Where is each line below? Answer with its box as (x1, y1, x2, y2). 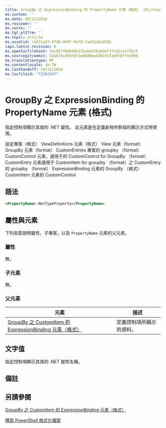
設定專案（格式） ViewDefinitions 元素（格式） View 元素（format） (5, 141, 143, 146)
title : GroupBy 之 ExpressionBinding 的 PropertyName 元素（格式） (5, 7, 141, 12)
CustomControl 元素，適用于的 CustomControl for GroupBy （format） (5, 153, 149, 159)
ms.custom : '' (5, 12, 35, 17)
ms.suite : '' (5, 26, 32, 31)
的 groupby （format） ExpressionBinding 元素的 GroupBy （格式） (5, 165, 142, 171)
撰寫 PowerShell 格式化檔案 (5, 418, 61, 424)
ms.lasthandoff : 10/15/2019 (5, 67, 63, 72)
